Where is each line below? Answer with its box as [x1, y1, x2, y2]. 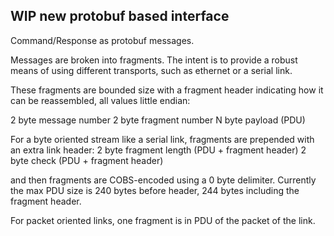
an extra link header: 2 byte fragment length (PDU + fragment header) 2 [10, 144, 307, 156]
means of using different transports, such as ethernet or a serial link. [10, 64, 293, 76]
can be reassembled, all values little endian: [10, 94, 191, 106]
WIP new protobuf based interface [10, 8, 230, 25]
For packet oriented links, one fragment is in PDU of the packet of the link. [10, 214, 316, 226]
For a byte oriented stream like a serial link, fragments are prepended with [10, 133, 315, 145]
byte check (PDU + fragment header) [10, 154, 164, 166]
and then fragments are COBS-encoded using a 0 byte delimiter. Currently [10, 174, 317, 186]
